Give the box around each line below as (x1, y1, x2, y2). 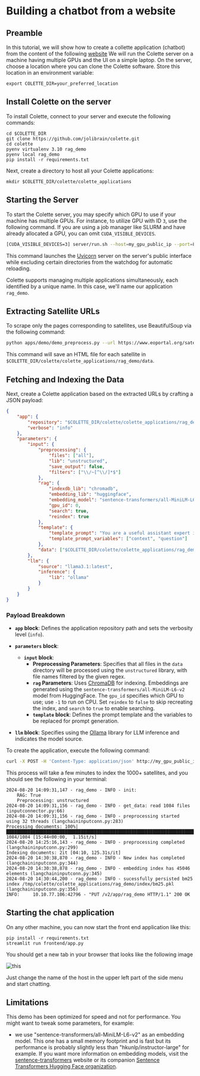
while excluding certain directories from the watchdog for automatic (6, 258, 173, 266)
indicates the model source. (14, 735, 83, 742)
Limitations (6, 998, 49, 1007)
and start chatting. (6, 980, 52, 987)
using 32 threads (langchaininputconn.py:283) (6, 818, 124, 824)
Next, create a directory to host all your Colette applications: (6, 167, 154, 174)
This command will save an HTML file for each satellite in (6, 351, 146, 358)
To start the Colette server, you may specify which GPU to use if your (6, 211, 176, 218)
